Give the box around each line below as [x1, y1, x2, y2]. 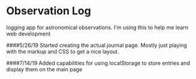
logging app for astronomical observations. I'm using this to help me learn [6, 24, 189, 31]
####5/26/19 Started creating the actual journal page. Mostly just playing [6, 42, 188, 49]
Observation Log [6, 4, 91, 18]
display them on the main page [6, 65, 83, 72]
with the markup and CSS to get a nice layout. [6, 48, 119, 55]
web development [6, 30, 51, 37]
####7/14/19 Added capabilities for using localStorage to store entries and [6, 59, 190, 67]
